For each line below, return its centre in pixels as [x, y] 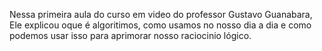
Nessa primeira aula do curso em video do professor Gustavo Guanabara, [161, 14]
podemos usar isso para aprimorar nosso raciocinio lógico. [130, 35]
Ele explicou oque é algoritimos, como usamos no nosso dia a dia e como [160, 25]
